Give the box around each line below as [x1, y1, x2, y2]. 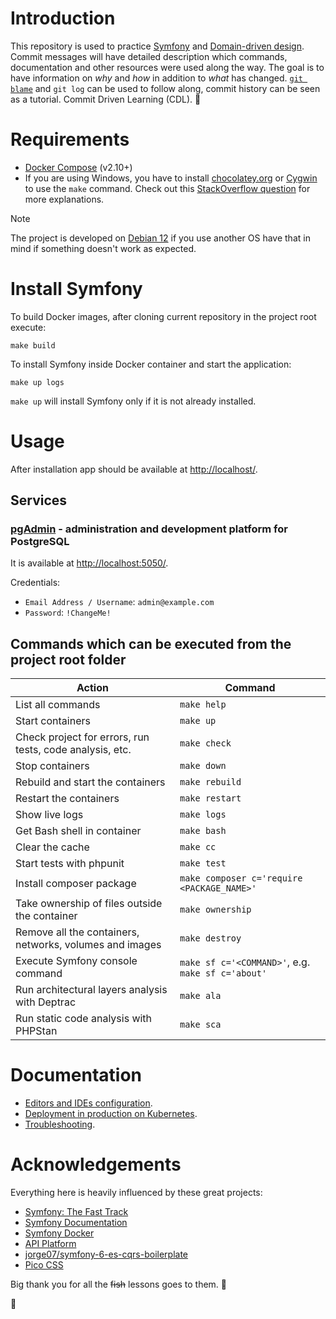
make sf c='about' [179, 968, 268, 979]
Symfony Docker [24, 1227, 95, 1239]
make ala [179, 990, 222, 1002]
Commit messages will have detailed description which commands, [10, 50, 288, 62]
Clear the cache [15, 840, 90, 854]
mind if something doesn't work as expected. [10, 242, 197, 254]
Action [76, 681, 109, 695]
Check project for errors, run [15, 730, 150, 744]
